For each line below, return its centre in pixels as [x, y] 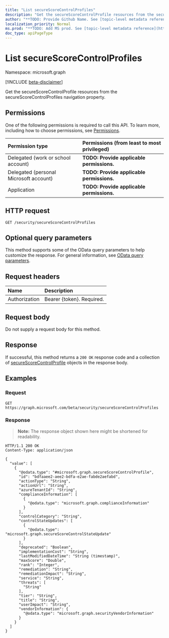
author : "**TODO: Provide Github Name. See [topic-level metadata [76, 19]
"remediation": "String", [46, 569]
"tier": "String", [38, 596]
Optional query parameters [49, 238]
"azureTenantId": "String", [48, 490]
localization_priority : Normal [38, 24]
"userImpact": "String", [45, 604]
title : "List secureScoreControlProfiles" [50, 10]
